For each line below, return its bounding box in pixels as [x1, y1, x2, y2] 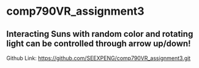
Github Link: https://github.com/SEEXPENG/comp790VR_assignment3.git [6, 55, 191, 62]
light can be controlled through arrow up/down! [6, 38, 191, 48]
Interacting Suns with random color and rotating [6, 29, 193, 39]
